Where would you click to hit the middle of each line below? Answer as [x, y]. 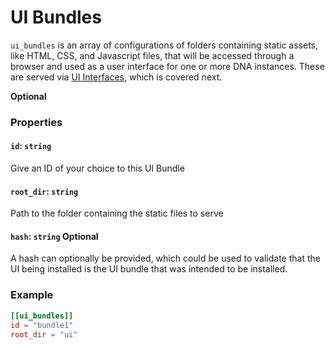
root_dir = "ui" [44, 334]
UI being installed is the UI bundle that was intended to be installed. [149, 269]
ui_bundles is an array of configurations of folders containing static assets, [164, 45]
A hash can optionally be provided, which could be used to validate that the [165, 258]
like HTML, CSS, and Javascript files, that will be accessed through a [152, 55]
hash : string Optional [54, 236]
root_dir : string [44, 191]
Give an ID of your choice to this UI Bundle [97, 168]
